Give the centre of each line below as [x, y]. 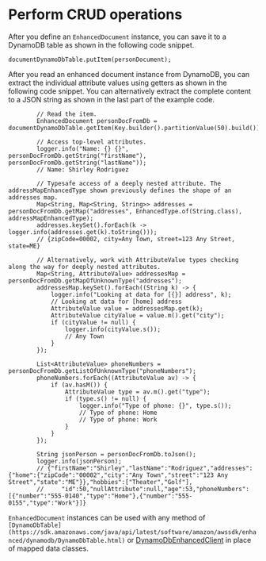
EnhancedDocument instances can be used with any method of [107, 517]
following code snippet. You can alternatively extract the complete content [130, 91]
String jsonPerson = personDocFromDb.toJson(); [116, 454]
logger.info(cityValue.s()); [112, 329]
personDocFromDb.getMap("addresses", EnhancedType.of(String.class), [125, 211]
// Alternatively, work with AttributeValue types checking [138, 259]
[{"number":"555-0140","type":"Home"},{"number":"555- [101, 496]
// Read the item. [67, 114]
